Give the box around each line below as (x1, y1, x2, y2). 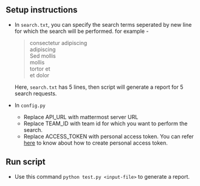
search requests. (14, 89, 57, 97)
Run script (5, 157, 46, 167)
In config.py (14, 102, 46, 109)
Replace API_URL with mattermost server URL (23, 113, 139, 120)
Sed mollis (29, 52, 56, 60)
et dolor (29, 71, 50, 78)
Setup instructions (5, 5, 78, 15)
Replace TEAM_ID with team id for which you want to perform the (23, 120, 188, 127)
